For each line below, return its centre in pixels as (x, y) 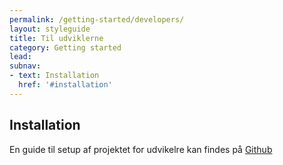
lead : (20, 57)
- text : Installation (54, 76)
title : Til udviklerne (56, 38)
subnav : (25, 66)
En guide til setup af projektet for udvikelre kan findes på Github (141, 149)
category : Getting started (65, 47)
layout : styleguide (50, 29)
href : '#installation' (65, 85)
